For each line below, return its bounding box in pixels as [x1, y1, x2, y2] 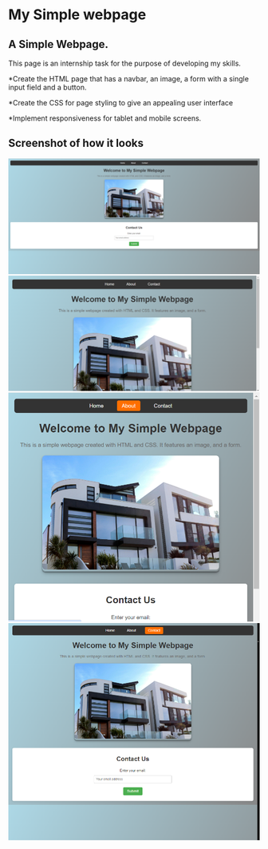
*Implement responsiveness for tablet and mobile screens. [8, 113, 202, 123]
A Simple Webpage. [8, 38, 109, 51]
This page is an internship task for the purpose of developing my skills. [8, 58, 242, 68]
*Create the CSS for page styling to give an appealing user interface [8, 98, 234, 107]
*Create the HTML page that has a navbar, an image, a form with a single [8, 74, 250, 83]
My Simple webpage [8, 6, 147, 24]
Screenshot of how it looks [8, 137, 144, 150]
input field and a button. [8, 82, 87, 92]
